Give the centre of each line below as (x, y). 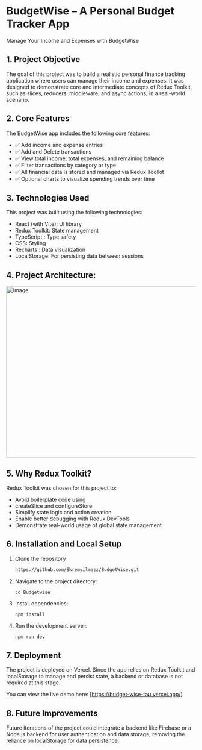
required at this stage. (33, 683)
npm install (30, 614)
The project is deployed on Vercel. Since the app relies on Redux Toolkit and (101, 670)
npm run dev (30, 637)
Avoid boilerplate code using (50, 499)
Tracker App (38, 24)
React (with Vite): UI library (48, 224)
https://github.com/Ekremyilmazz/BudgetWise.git (77, 570)
